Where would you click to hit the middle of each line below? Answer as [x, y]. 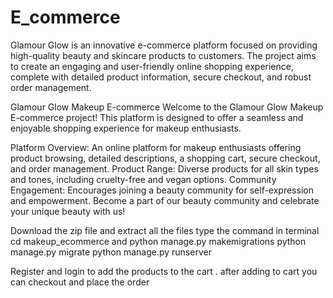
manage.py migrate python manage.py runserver [111, 252]
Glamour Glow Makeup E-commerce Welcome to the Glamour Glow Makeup [167, 107]
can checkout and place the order [80, 282]
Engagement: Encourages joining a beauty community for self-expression [162, 190]
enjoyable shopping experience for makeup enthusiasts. [126, 128]
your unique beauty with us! [68, 211]
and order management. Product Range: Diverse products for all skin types [164, 168]
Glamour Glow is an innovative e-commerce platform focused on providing [164, 45]
